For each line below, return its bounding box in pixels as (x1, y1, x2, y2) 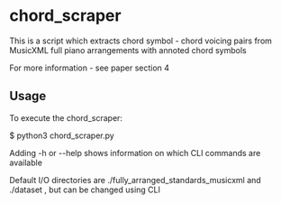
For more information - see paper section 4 (9, 62, 169, 73)
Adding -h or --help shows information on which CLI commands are (9, 147, 261, 158)
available (9, 157, 43, 168)
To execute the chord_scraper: (9, 112, 123, 123)
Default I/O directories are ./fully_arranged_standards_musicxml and (9, 174, 261, 185)
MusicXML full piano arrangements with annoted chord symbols (9, 44, 247, 55)
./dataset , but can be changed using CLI (9, 184, 160, 195)
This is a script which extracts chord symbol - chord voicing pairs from (9, 35, 273, 46)
